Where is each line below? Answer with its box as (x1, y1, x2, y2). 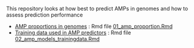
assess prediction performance (6, 11, 84, 18)
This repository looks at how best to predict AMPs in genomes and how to (6, 5, 188, 12)
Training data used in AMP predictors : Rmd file (14, 29, 131, 36)
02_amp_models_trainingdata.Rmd (14, 36, 100, 42)
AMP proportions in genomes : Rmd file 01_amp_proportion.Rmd (14, 23, 173, 30)
